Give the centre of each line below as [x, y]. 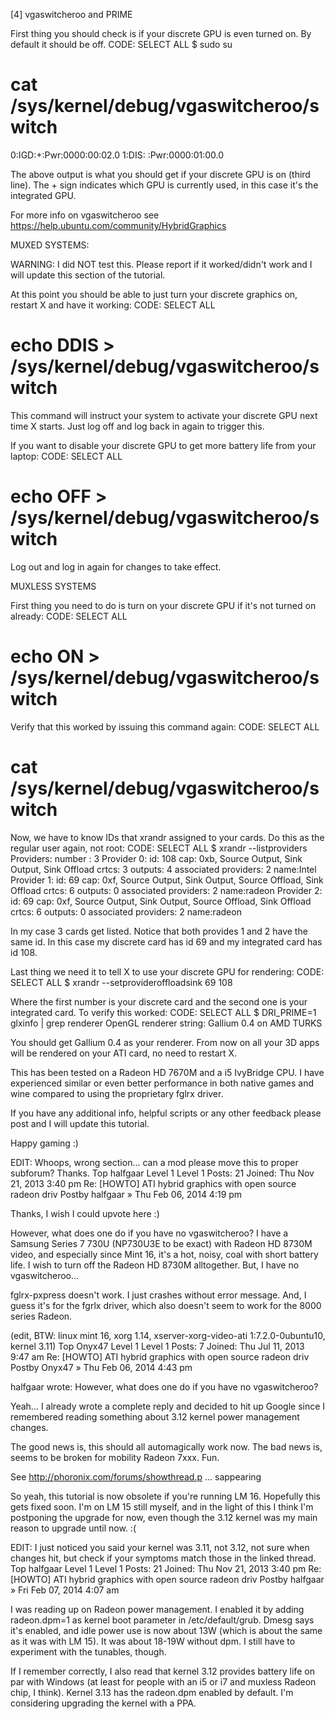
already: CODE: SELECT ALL [69, 616]
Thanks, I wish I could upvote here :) [85, 1213]
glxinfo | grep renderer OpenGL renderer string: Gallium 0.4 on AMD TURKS [166, 1023]
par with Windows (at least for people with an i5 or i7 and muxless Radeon [163, 1681]
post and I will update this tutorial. [80, 1123]
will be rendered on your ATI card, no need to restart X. [124, 1053]
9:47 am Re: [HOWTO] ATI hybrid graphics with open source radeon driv [160, 1356]
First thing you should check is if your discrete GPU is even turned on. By [161, 33]
